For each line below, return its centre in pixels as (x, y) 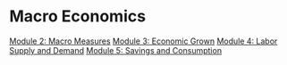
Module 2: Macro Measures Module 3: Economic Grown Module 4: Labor (143, 41)
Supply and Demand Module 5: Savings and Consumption (115, 50)
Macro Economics (77, 16)
